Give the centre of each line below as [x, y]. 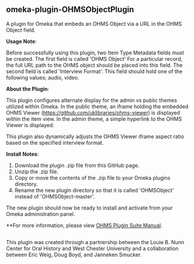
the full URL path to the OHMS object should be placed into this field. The [94, 65]
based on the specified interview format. [55, 142]
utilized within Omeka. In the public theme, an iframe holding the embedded [97, 106]
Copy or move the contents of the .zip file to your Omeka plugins [92, 177]
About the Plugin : [28, 89]
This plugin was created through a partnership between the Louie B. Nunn [95, 242]
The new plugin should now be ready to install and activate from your [89, 208]
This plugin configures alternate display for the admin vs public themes [91, 100]
